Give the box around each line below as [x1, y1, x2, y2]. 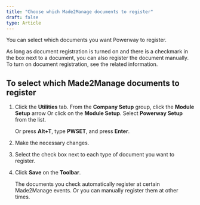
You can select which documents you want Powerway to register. [6, 37, 167, 44]
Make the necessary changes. [14, 139, 90, 147]
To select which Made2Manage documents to [6, 78, 180, 88]
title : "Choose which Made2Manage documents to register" [6, 8, 153, 15]
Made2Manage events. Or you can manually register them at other [14, 187, 179, 194]
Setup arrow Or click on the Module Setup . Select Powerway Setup [14, 110, 183, 117]
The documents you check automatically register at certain [14, 180, 160, 188]
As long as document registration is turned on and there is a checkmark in [6, 48, 189, 55]
